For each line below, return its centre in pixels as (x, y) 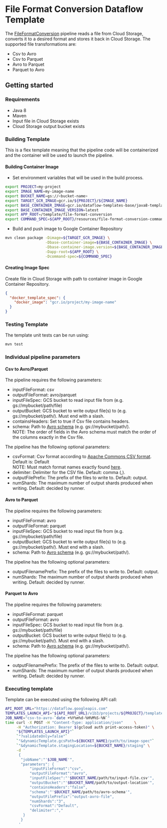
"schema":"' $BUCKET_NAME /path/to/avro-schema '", (81, 792)
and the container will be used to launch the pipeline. (59, 155)
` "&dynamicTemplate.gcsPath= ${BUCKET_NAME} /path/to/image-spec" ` (85, 741)
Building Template (28, 139)
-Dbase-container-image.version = (80, 247)
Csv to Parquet (28, 59)
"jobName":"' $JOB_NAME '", (47, 760)
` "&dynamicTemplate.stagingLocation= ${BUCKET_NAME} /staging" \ (83, 746)
